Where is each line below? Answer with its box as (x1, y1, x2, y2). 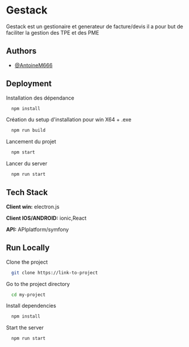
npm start (11, 149, 35, 155)
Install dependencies (6, 302, 57, 309)
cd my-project (11, 291, 46, 298)
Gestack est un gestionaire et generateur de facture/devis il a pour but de (6, 23, 183, 30)
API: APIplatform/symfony (6, 226, 69, 233)
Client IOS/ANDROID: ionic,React (6, 215, 87, 222)
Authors (6, 46, 37, 56)
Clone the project (6, 258, 48, 266)
